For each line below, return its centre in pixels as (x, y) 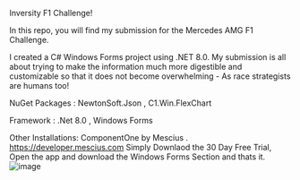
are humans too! (39, 86)
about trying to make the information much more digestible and (126, 67)
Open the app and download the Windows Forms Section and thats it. (137, 157)
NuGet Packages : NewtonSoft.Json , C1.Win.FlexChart (111, 103)
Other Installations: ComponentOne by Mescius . (99, 137)
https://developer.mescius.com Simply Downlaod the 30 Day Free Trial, (141, 147)
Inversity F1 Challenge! (51, 13)
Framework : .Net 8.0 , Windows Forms (81, 120)
